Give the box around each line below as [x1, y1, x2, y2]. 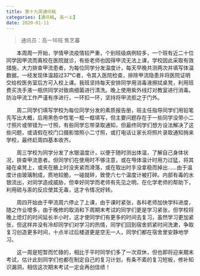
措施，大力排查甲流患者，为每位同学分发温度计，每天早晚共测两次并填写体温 [6, 64, 194, 71]
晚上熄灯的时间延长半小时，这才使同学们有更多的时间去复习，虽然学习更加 [6, 214, 189, 221]
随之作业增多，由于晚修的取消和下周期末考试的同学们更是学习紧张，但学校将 [6, 206, 194, 214]
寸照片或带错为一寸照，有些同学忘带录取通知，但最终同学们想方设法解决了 [6, 121, 189, 128]
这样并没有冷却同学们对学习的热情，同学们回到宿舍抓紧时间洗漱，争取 [21, 221, 194, 228]
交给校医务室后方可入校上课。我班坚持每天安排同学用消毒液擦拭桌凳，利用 [6, 79, 189, 86]
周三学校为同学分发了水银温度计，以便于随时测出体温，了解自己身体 [16, 149, 183, 156]
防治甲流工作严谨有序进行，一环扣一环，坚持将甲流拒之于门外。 [6, 94, 162, 101]
